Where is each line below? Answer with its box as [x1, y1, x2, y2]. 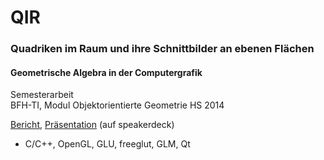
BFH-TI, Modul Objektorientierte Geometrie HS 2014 [10, 99, 225, 111]
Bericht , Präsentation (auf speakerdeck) [10, 119, 175, 131]
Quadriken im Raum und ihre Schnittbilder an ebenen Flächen [10, 42, 315, 56]
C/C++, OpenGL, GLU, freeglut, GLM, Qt [24, 138, 191, 150]
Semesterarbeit [10, 89, 74, 101]
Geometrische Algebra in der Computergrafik [10, 66, 203, 78]
